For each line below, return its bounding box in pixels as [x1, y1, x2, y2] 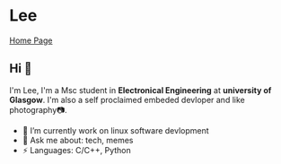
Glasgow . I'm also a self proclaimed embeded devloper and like [9, 94, 245, 105]
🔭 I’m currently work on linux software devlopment [22, 125, 209, 135]
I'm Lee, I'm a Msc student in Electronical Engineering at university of [9, 84, 272, 95]
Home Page [9, 35, 53, 46]
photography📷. [9, 104, 67, 115]
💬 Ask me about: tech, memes [22, 134, 134, 145]
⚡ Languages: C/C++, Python [22, 144, 132, 155]
